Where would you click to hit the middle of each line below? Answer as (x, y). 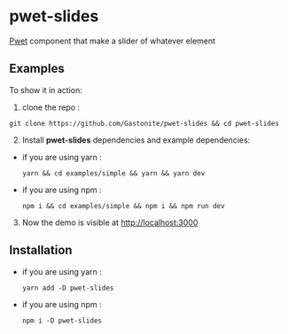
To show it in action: (46, 89)
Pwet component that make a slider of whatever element (112, 41)
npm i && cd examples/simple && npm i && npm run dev (123, 206)
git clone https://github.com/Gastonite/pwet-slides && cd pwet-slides (144, 123)
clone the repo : (51, 107)
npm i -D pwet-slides (62, 321)
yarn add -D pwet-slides (68, 288)
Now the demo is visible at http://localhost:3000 (110, 222)
